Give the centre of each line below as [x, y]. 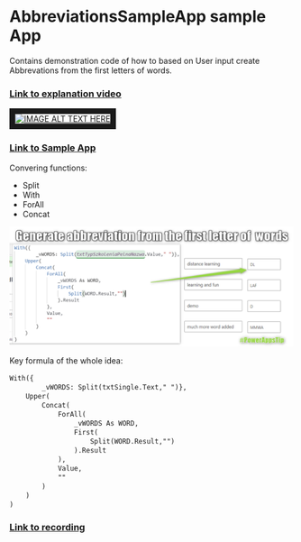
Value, [70, 469]
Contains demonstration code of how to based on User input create [135, 60]
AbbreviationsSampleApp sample [138, 17]
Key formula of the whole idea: [66, 361]
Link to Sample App [53, 148]
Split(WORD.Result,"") [132, 442]
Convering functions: [48, 168]
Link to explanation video [65, 94]
